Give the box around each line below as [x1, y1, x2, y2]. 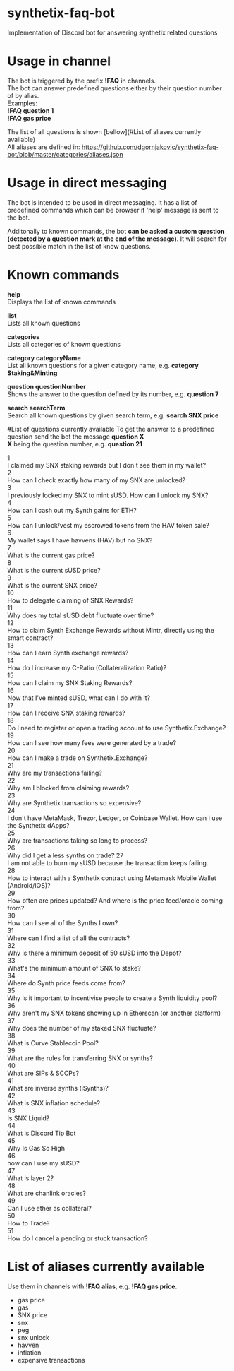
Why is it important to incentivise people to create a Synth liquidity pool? [7, 994, 218, 1002]
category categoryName [7, 353, 81, 362]
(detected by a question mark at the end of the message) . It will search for [7, 235, 227, 243]
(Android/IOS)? [7, 881, 51, 889]
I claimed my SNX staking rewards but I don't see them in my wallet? [7, 461, 207, 469]
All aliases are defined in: [7, 143, 80, 151]
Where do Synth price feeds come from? [7, 978, 125, 987]
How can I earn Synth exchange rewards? [7, 648, 129, 657]
